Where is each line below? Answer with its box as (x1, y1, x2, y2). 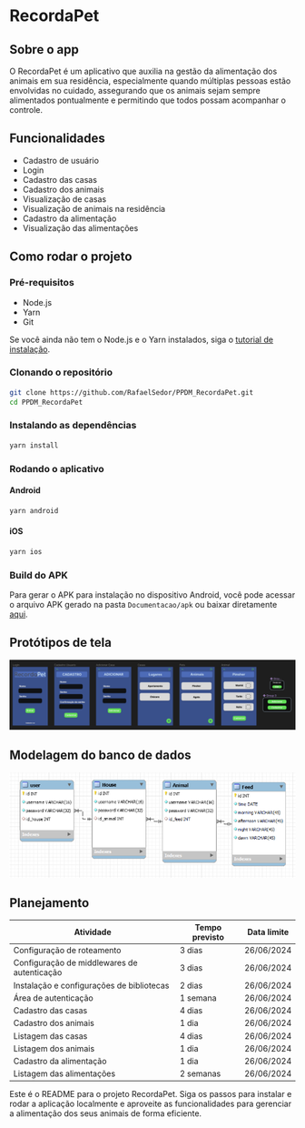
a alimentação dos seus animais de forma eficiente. (9, 1107, 202, 1119)
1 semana (180, 992, 217, 1003)
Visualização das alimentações (22, 222, 139, 233)
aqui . (9, 609, 29, 619)
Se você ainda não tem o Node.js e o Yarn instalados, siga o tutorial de (9, 334, 274, 345)
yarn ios (9, 547, 43, 556)
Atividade (74, 927, 112, 938)
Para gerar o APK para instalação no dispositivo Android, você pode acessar (9, 589, 296, 600)
